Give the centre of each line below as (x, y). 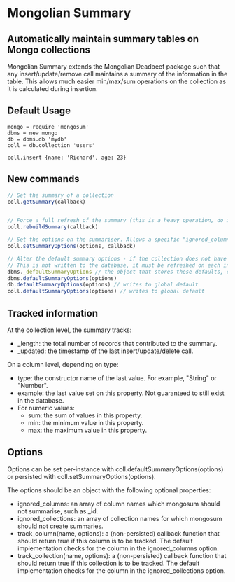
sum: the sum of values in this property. (85, 415)
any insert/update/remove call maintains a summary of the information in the (117, 74)
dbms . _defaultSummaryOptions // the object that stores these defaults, (115, 272)
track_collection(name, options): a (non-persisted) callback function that (122, 555)
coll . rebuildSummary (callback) (53, 227)
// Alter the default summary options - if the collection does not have (117, 258)
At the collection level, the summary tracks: (70, 330)
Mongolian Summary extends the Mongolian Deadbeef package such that (114, 67)
